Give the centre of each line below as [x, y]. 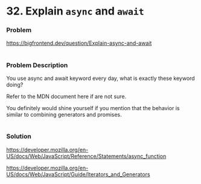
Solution [19, 136]
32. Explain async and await [75, 11]
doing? [15, 85]
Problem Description [37, 65]
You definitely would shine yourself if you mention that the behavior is [93, 108]
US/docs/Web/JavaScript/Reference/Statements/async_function [86, 156]
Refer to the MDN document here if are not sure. [66, 97]
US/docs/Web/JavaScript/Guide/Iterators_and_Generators [78, 174]
